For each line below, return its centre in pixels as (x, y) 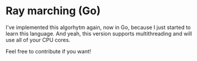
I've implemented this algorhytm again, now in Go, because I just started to (98, 27)
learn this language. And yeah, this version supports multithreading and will (99, 33)
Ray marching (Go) (53, 11)
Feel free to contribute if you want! (48, 51)
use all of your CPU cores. (38, 40)
